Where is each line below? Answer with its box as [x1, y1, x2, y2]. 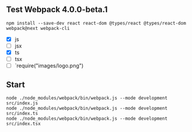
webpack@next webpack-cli [6, 25, 70, 31]
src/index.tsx [6, 120, 41, 127]
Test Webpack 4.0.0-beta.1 [6, 5, 108, 15]
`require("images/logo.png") [14, 62, 84, 69]
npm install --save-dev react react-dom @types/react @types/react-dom [6, 20, 186, 26]
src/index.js [6, 100, 38, 106]
